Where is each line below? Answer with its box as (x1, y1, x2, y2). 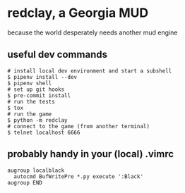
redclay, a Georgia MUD (7, 5, 149, 21)
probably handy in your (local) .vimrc (7, 148, 174, 160)
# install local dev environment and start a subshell (7, 67, 172, 75)
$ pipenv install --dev (7, 73, 78, 80)
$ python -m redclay (7, 116, 68, 124)
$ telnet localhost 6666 (7, 129, 80, 136)
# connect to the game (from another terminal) (7, 123, 150, 130)
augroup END (7, 179, 42, 186)
